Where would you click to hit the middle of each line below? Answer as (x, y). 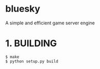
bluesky (23, 9)
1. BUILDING (31, 43)
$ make (12, 57)
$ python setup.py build (32, 61)
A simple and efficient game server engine (50, 23)
